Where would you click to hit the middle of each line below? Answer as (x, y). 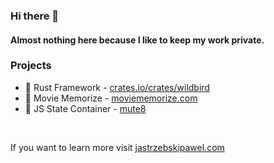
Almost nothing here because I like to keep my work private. (137, 40)
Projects (31, 66)
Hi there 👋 (35, 16)
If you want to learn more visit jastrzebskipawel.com (117, 147)
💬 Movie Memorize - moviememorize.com (111, 98)
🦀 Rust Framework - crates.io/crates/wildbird (117, 87)
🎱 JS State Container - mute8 (85, 108)
